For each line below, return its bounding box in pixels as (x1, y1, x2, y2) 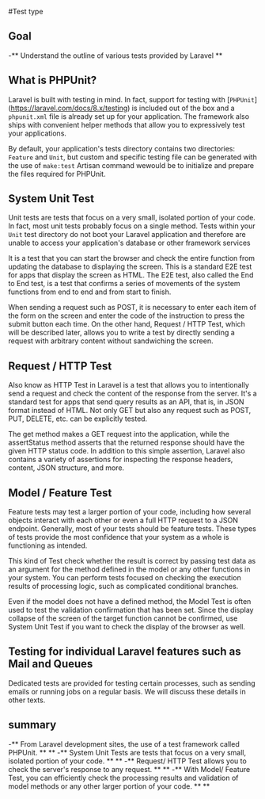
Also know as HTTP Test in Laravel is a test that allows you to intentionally (8, 380, 249, 390)
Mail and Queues (8, 657, 93, 671)
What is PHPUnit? (8, 74, 97, 87)
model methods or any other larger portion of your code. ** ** (8, 781, 210, 791)
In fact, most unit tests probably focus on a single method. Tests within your (8, 221, 256, 231)
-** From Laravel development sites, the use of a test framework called (8, 739, 240, 748)
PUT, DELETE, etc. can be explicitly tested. (8, 414, 148, 423)
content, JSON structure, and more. (8, 463, 125, 472)
